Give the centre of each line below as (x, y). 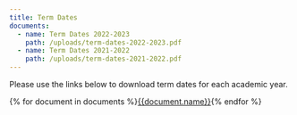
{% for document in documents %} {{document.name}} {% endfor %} (136, 102)
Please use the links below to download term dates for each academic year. (148, 84)
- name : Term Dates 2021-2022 (73, 51)
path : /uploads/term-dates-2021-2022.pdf (103, 59)
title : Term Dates (43, 17)
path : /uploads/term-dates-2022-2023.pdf (103, 42)
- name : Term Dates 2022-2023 (73, 34)
